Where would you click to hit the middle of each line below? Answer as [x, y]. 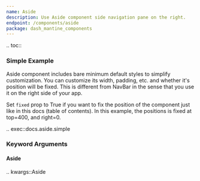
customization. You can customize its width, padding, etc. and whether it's [98, 80]
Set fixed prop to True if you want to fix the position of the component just [98, 105]
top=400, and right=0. [34, 117]
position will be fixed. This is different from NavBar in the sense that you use [100, 87]
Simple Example [30, 61]
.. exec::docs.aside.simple [38, 128]
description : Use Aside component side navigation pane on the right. [96, 17]
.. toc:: [14, 45]
